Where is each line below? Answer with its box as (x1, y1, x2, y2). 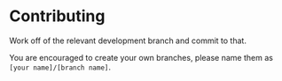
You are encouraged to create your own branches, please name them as (9, 52, 273, 63)
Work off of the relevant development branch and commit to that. (9, 35, 247, 46)
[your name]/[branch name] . (9, 62, 112, 72)
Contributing (9, 6, 106, 26)
